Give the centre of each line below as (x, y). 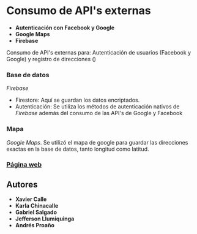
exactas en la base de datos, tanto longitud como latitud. (78, 149)
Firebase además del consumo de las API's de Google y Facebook (99, 113)
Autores (22, 184)
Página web (24, 165)
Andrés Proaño (35, 225)
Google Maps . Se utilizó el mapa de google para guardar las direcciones (97, 142)
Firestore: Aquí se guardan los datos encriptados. (77, 100)
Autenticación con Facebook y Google (65, 28)
